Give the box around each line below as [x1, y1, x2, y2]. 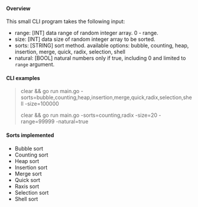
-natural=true [56, 118, 89, 125]
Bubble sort [14, 145, 43, 152]
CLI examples [6, 74, 40, 81]
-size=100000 [24, 100, 59, 107]
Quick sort [14, 176, 40, 183]
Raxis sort [14, 183, 40, 190]
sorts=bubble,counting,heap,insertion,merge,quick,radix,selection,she [20, 94, 192, 101]
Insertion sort [14, 164, 48, 171]
